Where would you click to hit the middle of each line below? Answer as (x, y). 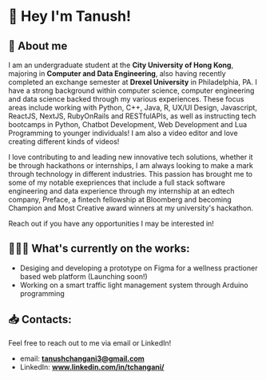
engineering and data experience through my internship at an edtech (121, 191)
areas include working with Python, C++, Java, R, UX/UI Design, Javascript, (133, 108)
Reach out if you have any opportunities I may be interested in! (111, 224)
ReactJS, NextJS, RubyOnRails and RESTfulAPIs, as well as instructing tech (132, 116)
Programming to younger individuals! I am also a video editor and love (123, 133)
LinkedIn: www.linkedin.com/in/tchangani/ (92, 366)
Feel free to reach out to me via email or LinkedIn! (90, 342)
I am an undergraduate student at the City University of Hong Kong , (121, 65)
